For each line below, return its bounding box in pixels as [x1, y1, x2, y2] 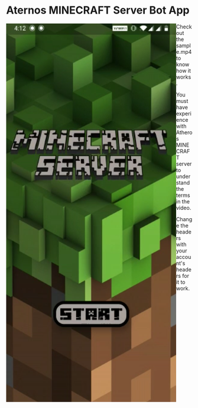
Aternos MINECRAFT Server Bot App [6, 4, 190, 17]
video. [176, 204, 191, 211]
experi [176, 110, 192, 117]
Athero [176, 128, 193, 136]
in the [176, 197, 190, 205]
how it [176, 67, 191, 74]
